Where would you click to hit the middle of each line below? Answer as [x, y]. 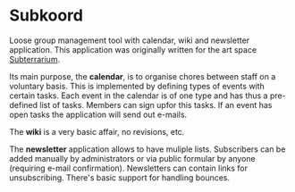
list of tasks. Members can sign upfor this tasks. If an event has [156, 104]
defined [24, 104]
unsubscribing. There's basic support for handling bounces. [120, 177]
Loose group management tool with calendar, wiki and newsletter [130, 40]
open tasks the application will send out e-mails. [98, 114]
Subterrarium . [35, 59]
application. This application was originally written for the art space [133, 49]
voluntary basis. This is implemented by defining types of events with [137, 86]
